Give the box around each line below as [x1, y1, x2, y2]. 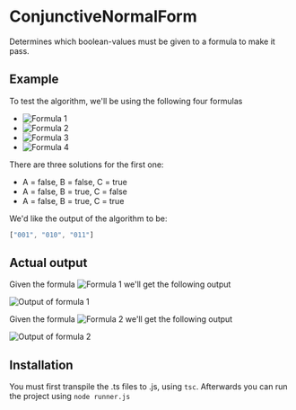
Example [9, 72, 59, 87]
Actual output [9, 255, 88, 271]
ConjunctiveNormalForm [9, 6, 197, 27]
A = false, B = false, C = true [22, 176, 128, 187]
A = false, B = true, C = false [22, 186, 128, 197]
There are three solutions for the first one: [9, 159, 164, 170]
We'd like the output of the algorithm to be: [9, 213, 168, 224]
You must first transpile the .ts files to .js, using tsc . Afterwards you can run [9, 381, 288, 392]
